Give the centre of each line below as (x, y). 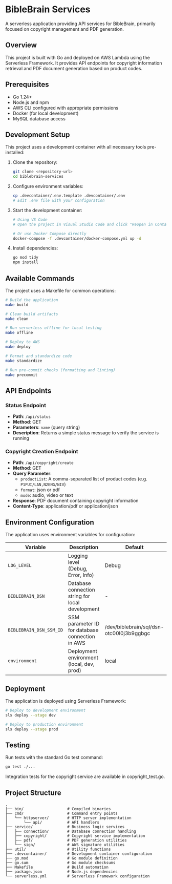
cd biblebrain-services (38, 177)
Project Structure (33, 793)
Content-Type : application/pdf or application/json (66, 506)
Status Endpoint (26, 405)
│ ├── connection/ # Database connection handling (71, 832)
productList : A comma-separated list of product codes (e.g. (84, 479)
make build (17, 305)
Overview (21, 45)
